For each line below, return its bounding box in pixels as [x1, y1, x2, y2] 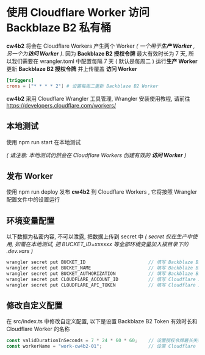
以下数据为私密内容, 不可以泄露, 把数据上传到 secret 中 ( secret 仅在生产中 [6, 233, 193, 240]
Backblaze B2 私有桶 [6, 21, 112, 35]
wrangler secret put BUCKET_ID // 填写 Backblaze [6, 259, 193, 266]
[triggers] [6, 77, 34, 83]
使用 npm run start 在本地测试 [6, 138, 81, 145]
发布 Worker [6, 170, 54, 181]
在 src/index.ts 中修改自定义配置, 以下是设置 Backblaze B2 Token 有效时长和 [6, 318, 198, 325]
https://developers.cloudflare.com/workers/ [6, 101, 117, 109]
